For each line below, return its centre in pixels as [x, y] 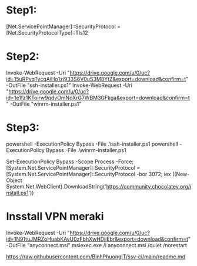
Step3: [23, 128]
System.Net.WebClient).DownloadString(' [56, 186]
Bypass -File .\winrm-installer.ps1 [86, 150]
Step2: [23, 57]
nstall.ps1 [17, 193]
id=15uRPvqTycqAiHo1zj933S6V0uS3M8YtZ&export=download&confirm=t [96, 79]
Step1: [21, 10]
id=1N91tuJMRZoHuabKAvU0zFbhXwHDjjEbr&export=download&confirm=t [97, 239]
